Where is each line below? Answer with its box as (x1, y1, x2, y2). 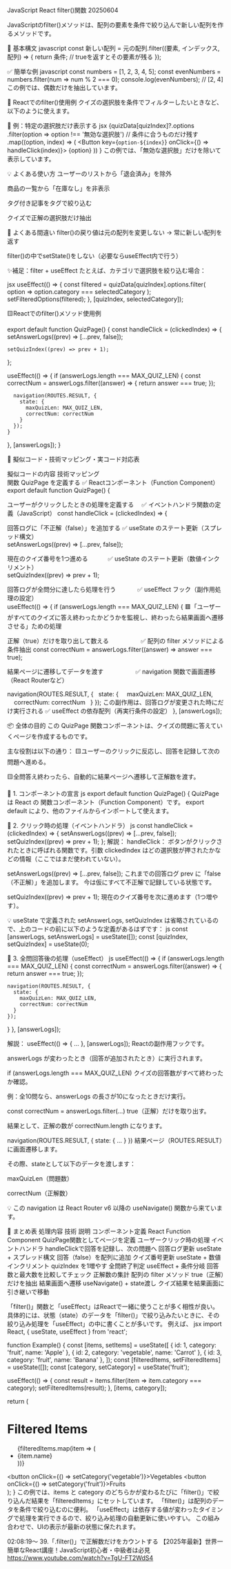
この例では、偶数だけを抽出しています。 (7, 84, 122, 91)
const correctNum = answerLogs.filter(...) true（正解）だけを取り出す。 (7, 1107, 210, 1115)
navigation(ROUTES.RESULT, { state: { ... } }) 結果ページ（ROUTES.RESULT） (7, 1136, 223, 1144)
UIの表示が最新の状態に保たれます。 (37, 1522, 140, 1531)
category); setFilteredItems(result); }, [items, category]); (7, 1384, 167, 1392)
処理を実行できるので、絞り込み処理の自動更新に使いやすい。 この (19, 1514, 208, 1522)
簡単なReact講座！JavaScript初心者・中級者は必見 (7, 1545, 150, 1554)
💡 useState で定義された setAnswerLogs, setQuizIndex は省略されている (7, 916, 212, 924)
